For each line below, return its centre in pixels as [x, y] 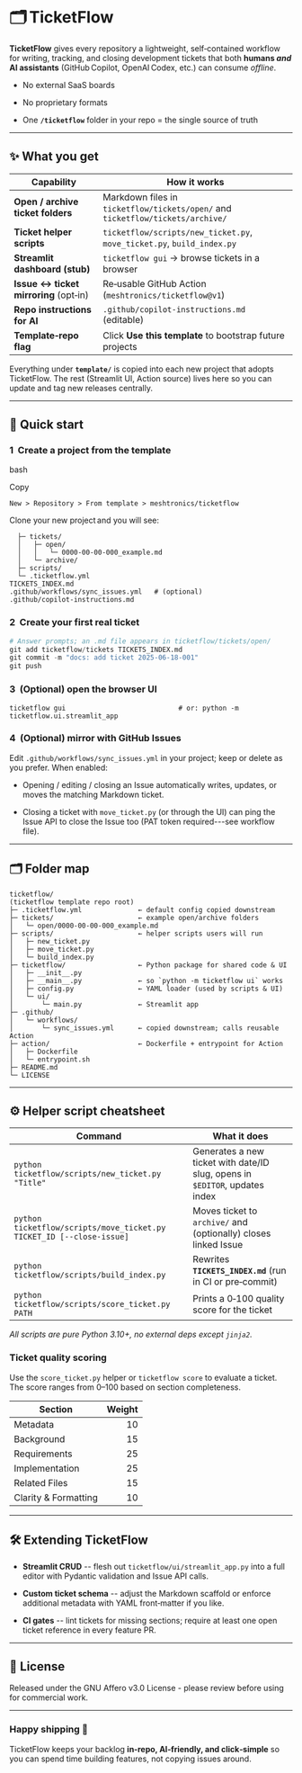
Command [99, 1136]
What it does [240, 1136]
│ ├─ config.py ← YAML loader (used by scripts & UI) [146, 989]
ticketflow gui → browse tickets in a [182, 257]
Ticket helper [43, 232]
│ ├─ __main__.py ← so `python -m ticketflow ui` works [146, 981]
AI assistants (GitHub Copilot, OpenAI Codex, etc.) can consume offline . [143, 67]
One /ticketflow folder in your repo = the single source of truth [140, 120]
